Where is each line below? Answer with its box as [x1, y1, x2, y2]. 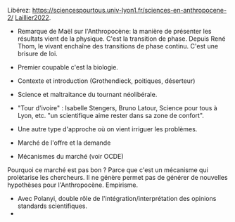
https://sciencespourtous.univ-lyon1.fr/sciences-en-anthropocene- [32, 6, 227, 14]
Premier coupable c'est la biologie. [17, 63, 118, 71]
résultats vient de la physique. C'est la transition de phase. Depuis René [17, 34, 226, 43]
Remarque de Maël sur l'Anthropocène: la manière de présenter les [17, 27, 212, 35]
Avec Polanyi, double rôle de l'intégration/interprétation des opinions [17, 195, 217, 202]
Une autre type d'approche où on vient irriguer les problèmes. [17, 125, 198, 133]
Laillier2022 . [15, 13, 51, 22]
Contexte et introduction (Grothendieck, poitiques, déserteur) [17, 77, 196, 85]
